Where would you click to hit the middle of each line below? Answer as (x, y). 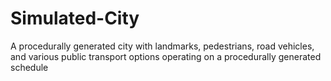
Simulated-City (75, 18)
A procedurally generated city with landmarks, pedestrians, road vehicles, (162, 46)
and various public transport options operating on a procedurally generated (166, 56)
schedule (29, 67)
